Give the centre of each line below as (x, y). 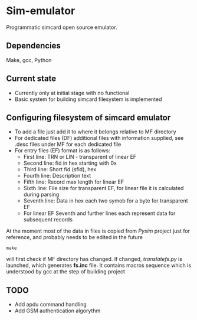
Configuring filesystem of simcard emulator (88, 117)
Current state (31, 79)
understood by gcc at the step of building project (66, 272)
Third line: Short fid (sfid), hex (60, 169)
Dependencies (33, 46)
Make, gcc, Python (29, 60)
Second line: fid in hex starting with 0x (70, 163)
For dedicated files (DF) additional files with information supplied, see (99, 138)
